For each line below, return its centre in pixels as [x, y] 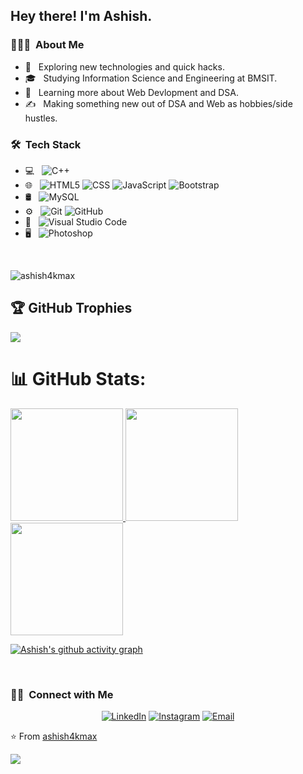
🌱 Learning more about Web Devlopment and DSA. [131, 92]
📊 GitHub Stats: [78, 378]
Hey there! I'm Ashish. [81, 16]
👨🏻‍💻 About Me [47, 45]
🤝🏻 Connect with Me [62, 694]
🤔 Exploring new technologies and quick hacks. [124, 66]
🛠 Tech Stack [46, 144]
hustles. [41, 118]
